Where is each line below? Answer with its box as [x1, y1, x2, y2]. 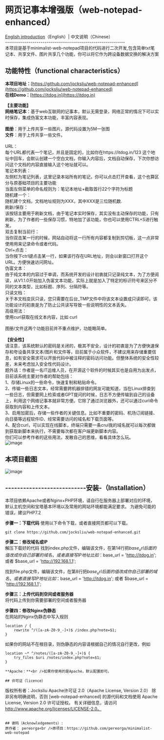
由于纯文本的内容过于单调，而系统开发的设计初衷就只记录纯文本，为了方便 [5, 271, 155, 277]
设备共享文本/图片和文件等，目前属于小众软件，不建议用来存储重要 [18, 349, 152, 354]
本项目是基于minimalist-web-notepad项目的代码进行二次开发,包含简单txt [5, 45, 151, 51]
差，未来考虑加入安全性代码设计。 [5, 361, 74, 367]
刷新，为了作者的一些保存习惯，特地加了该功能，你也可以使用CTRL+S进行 [5, 216, 154, 222]
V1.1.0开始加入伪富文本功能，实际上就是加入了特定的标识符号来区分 [18, 277, 153, 283]
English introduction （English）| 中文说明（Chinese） [5, 34, 113, 40]
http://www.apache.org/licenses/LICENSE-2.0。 [5, 706, 102, 712]
